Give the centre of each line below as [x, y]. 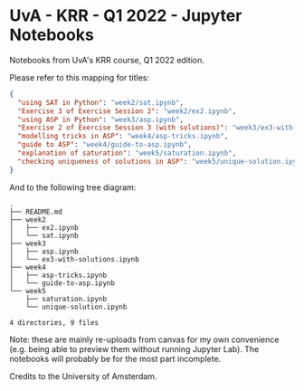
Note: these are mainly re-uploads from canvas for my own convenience [144, 339]
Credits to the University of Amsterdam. [83, 376]
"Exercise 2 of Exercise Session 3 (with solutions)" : [123, 128]
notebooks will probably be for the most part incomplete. [115, 358]
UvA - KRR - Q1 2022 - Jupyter [126, 16]
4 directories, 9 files [54, 322]
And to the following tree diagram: [73, 187]
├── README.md [36, 212]
